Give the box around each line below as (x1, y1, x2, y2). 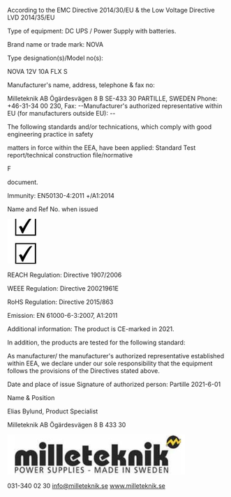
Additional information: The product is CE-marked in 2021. (7, 325, 174, 333)
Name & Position (7, 394, 55, 402)
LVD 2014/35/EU (7, 13, 55, 22)
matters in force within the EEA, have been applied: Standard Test (7, 144, 196, 152)
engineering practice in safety (7, 130, 94, 138)
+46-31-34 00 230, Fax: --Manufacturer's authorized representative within (7, 102, 223, 110)
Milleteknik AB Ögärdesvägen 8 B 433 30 (7, 421, 126, 429)
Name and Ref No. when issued (7, 205, 98, 213)
